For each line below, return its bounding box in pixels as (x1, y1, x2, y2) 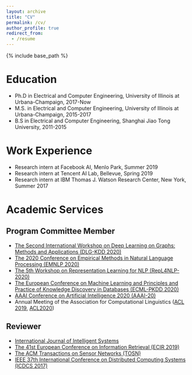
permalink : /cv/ (6, 19, 46, 25)
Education (6, 73, 57, 86)
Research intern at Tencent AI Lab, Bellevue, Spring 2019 (14, 170, 153, 177)
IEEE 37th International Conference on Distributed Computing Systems (14, 356, 186, 363)
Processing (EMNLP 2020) (14, 260, 80, 268)
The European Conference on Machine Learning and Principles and (14, 279, 178, 286)
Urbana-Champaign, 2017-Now (14, 98, 91, 105)
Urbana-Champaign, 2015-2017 (14, 111, 91, 118)
